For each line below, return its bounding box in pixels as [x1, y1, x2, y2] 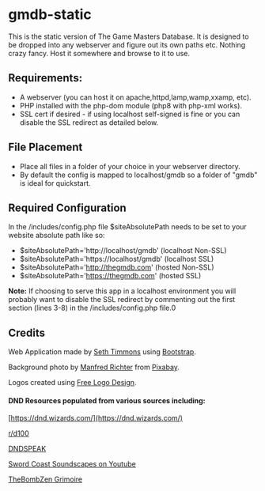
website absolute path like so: [8, 231, 105, 240]
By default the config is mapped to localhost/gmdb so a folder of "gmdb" [19, 170, 258, 179]
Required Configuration [8, 201, 127, 214]
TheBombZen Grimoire [8, 474, 83, 484]
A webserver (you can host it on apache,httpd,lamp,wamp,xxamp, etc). [19, 93, 252, 102]
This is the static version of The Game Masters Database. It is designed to [8, 32, 249, 41]
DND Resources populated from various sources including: [8, 395, 206, 405]
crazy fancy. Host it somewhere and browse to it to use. [8, 48, 190, 58]
